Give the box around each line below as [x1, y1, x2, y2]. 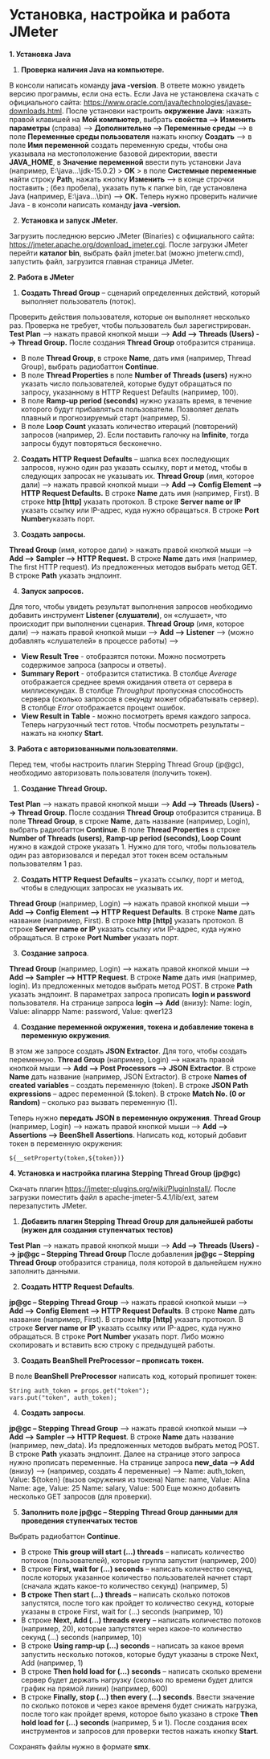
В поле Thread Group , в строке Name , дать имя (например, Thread [20, 353, 252, 362]
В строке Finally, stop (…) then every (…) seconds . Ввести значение [20, 1692, 256, 1701]
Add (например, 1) [20, 1658, 84, 1667]
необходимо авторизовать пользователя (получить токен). [9, 767, 212, 777]
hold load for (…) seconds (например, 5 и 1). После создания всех [20, 1717, 248, 1727]
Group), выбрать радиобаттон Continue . [20, 362, 159, 371]
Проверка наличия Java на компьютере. [20, 64, 165, 74]
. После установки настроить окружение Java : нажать [61, 106, 252, 116]
